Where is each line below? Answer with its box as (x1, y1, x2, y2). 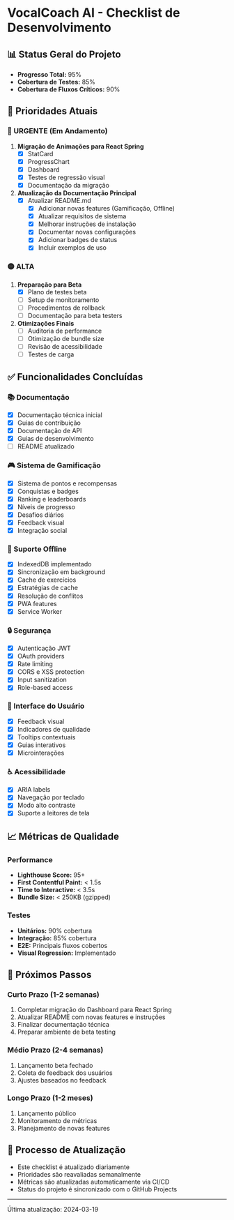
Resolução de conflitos (17, 592, 84, 600)
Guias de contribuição (17, 419, 81, 427)
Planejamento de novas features (17, 1124, 110, 1132)
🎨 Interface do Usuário (7, 701, 85, 711)
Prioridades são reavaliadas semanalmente (17, 1170, 141, 1178)
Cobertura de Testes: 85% (17, 78, 96, 86)
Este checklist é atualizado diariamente (17, 1163, 130, 1171)
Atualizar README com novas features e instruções (17, 1013, 166, 1021)
